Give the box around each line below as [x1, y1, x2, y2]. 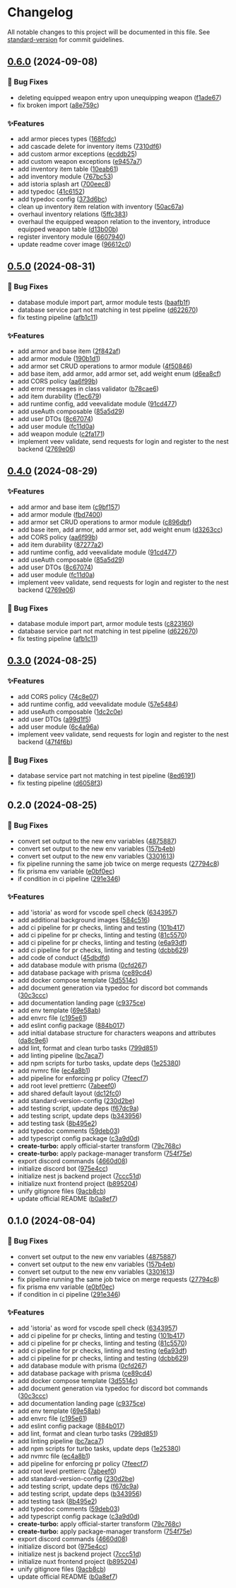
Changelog [7, 4, 73, 21]
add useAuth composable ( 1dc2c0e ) [17, 707, 124, 716]
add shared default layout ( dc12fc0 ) [17, 1089, 122, 1097]
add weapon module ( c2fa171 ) [17, 430, 105, 438]
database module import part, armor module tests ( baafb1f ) [17, 298, 191, 306]
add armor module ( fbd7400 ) [17, 510, 103, 518]
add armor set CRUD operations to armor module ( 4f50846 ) [17, 362, 193, 370]
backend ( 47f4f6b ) [17, 737, 73, 746]
